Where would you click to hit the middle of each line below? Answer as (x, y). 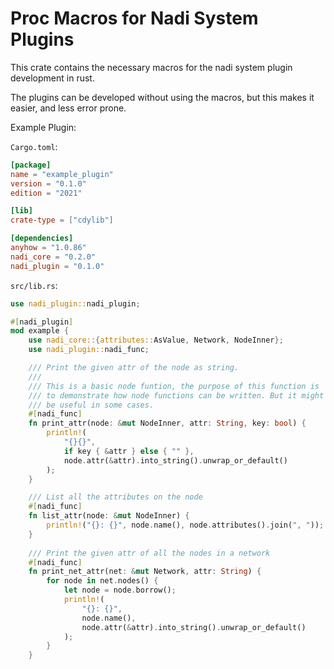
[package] (31, 165)
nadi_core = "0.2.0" (53, 257)
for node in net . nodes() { (102, 581)
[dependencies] (42, 238)
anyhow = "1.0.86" (48, 248)
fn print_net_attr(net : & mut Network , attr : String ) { (145, 572)
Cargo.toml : (34, 146)
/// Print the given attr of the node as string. (134, 368)
